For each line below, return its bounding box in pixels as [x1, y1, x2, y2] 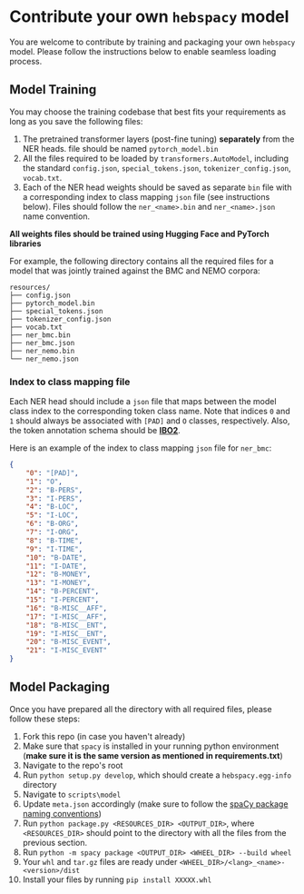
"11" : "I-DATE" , [25, 561, 88, 571]
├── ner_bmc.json [9, 338, 75, 347]
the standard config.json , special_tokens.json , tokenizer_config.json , [22, 162, 292, 174]
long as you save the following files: [9, 115, 143, 126]
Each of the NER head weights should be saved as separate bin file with [22, 182, 292, 193]
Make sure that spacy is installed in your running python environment [22, 740, 279, 751]
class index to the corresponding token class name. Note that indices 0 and [9, 406, 290, 417]
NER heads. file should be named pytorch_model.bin [22, 143, 219, 154]
